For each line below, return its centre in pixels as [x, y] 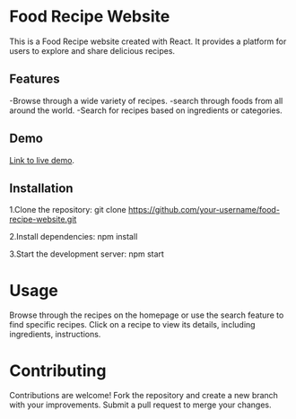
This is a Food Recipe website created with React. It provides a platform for [148, 41]
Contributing [58, 371]
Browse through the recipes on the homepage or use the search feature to [147, 315]
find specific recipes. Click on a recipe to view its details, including [132, 325]
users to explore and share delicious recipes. [92, 50]
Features [35, 79]
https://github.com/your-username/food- [205, 210]
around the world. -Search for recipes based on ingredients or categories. [146, 110]
